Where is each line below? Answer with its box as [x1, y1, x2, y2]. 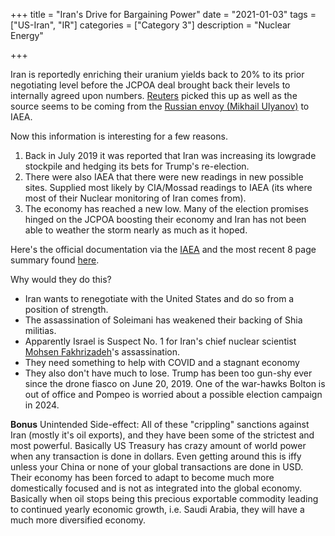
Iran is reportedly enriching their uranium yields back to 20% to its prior [10, 69, 305, 80]
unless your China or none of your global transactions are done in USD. [10, 461, 304, 473]
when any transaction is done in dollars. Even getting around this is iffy [10, 450, 302, 462]
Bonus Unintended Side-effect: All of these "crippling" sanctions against [10, 419, 310, 430]
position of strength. [24, 304, 109, 315]
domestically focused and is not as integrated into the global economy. [10, 482, 302, 494]
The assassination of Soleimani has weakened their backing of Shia [24, 314, 303, 326]
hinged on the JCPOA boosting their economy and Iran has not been [24, 214, 307, 225]
